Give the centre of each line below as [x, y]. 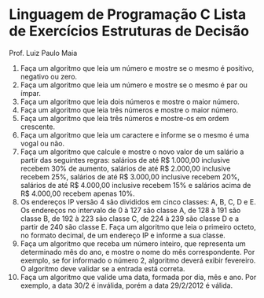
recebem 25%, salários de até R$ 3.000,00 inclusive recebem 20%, [130, 177]
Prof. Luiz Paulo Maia [43, 53]
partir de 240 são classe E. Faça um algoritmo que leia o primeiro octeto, [138, 226]
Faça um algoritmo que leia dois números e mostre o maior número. [130, 101]
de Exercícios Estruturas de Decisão [129, 31]
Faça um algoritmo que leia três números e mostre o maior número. [129, 110]
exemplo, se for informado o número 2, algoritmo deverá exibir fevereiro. [138, 260]
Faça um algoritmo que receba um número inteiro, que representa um [133, 243]
